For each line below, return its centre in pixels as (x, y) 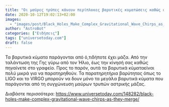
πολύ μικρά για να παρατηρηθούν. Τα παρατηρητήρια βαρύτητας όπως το (83, 73)
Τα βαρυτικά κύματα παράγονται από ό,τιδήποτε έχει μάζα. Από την (76, 57)
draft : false (19, 43)
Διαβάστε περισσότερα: (30, 93)
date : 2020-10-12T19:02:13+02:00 (40, 15)
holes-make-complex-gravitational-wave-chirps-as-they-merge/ (72, 99)
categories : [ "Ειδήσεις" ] (32, 33)
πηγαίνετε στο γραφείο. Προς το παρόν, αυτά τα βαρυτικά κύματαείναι (80, 68)
